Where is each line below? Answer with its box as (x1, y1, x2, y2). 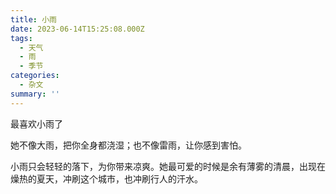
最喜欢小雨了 (10, 117, 63, 130)
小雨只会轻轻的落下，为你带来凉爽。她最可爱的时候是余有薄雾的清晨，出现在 (10, 160, 326, 172)
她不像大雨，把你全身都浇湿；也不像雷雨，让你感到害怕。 (10, 139, 247, 151)
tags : (10, 33, 33, 43)
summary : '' (10, 89, 60, 99)
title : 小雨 (10, 14, 57, 25)
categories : (10, 71, 60, 81)
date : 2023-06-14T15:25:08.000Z (10, 24, 145, 34)
